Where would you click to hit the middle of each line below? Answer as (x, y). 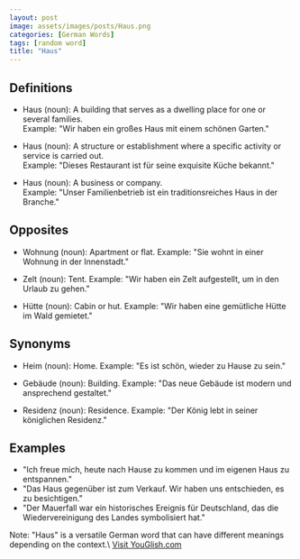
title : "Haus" (36, 51)
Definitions (41, 88)
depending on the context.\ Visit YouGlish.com (95, 545)
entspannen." (47, 480)
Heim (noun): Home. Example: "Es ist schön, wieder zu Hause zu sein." (154, 365)
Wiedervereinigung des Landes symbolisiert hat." (114, 518)
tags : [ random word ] (48, 43)
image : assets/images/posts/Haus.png (80, 26)
